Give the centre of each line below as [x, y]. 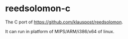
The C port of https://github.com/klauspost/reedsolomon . [64, 22]
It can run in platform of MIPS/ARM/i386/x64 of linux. [60, 31]
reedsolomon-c [38, 9]
